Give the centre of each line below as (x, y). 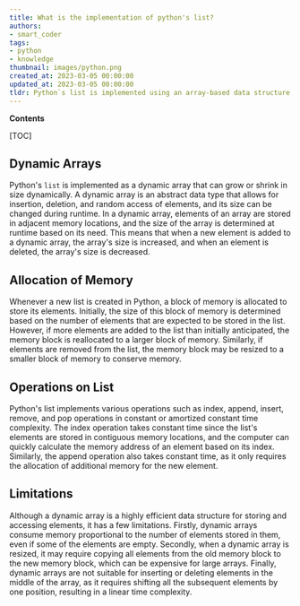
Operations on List (62, 387)
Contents (27, 118)
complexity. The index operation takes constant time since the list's (133, 428)
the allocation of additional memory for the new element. (114, 465)
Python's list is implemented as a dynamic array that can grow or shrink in (149, 186)
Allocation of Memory (71, 280)
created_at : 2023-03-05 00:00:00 (72, 76)
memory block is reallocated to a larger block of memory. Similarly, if (136, 340)
